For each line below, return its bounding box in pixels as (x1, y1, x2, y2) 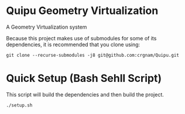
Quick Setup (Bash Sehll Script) (6, 72, 162, 85)
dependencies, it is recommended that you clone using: (6, 41, 141, 48)
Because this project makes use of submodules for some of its (6, 34, 157, 42)
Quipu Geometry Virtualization (6, 4, 159, 18)
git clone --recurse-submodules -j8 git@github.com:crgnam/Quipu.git (6, 52, 180, 58)
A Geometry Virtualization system (6, 23, 87, 30)
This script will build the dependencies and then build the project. (6, 91, 164, 98)
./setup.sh (6, 102, 33, 108)
